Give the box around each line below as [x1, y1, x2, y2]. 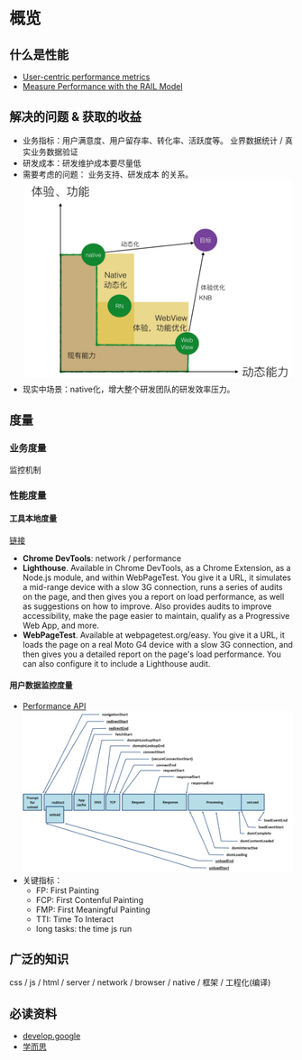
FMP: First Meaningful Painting [35, 904, 151, 915]
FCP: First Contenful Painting [35, 894, 144, 905]
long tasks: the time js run [35, 923, 133, 934]
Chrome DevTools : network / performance [22, 552, 182, 564]
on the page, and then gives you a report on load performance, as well [22, 591, 285, 602]
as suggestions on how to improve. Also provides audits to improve [22, 601, 272, 612]
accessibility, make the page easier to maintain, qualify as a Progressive [22, 610, 290, 621]
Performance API [22, 701, 87, 712]
